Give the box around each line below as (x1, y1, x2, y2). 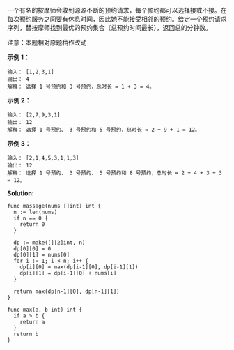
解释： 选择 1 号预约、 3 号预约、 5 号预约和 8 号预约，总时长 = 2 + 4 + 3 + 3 (7, 169, 222, 176)
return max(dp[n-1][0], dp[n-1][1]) (13, 288, 120, 295)
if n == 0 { (13, 215, 49, 222)
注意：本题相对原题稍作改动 (7, 38, 87, 47)
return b (13, 330, 39, 337)
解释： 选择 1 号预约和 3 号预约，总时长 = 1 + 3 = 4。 (7, 83, 155, 90)
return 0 (19, 221, 45, 228)
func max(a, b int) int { (7, 306, 82, 313)
